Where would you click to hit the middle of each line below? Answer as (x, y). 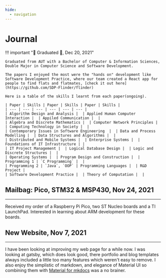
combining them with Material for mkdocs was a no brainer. (65, 271)
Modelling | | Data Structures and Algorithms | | (61, 136)
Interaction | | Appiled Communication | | (53, 118)
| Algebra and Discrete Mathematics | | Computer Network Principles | (82, 123)
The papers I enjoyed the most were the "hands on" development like (78, 75)
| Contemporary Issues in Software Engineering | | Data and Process (80, 131)
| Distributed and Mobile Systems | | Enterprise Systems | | (73, 140)
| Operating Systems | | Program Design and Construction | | (73, 157)
